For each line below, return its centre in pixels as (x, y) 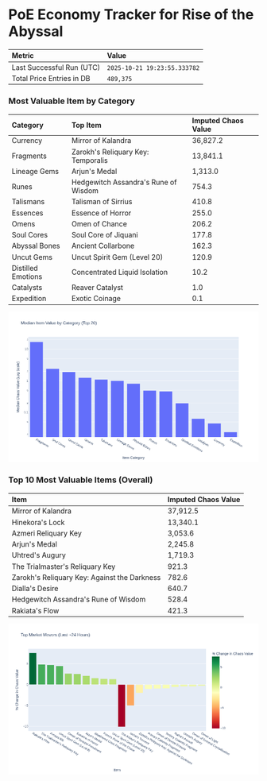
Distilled (25, 268)
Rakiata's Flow (35, 610)
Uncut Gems (32, 257)
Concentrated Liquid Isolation (120, 273)
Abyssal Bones (36, 246)
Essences (27, 213)
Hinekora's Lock (38, 522)
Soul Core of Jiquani (104, 235)
